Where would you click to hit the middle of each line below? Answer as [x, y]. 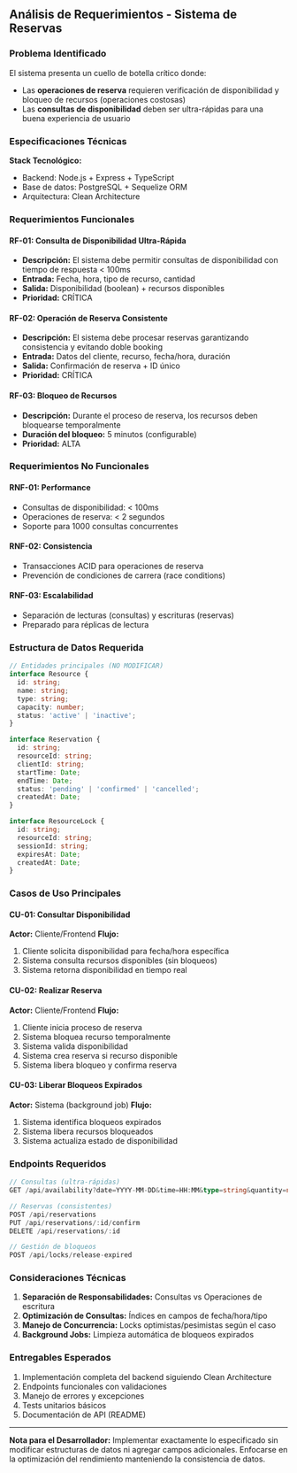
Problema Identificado [58, 54]
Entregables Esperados [61, 1358]
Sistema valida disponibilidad [75, 1046]
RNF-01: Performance [50, 488]
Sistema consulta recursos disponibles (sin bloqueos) [120, 960]
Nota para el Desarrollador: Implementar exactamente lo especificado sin [144, 1440]
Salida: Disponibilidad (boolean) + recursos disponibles [123, 289]
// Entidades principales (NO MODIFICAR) [87, 666]
